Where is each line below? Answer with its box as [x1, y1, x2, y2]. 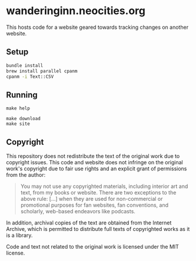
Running [6, 90, 38, 100]
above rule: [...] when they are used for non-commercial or [20, 196, 163, 202]
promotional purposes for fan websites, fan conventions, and [20, 201, 169, 209]
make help [6, 105, 31, 111]
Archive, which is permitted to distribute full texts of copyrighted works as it [6, 226, 190, 232]
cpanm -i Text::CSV [6, 74, 54, 80]
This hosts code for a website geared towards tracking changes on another [6, 24, 189, 31]
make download [6, 116, 41, 122]
